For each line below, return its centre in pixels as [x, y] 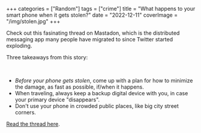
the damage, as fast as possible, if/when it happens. [79, 87]
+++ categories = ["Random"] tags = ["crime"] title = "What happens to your [101, 9]
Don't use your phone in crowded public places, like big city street [97, 106]
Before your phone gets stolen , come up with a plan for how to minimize [104, 81]
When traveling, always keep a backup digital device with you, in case [101, 93]
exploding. [19, 46]
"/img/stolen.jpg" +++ [33, 21]
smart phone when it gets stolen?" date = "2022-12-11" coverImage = [92, 15]
